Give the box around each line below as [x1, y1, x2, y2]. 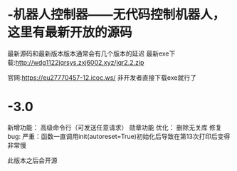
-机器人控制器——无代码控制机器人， [7, 6, 226, 23]
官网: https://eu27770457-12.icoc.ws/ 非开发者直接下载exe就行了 [7, 73, 197, 82]
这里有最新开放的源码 [7, 24, 133, 41]
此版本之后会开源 [7, 156, 58, 165]
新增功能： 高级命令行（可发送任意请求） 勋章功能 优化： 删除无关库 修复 [7, 123, 222, 132]
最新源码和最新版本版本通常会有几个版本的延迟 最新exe [7, 49, 169, 58]
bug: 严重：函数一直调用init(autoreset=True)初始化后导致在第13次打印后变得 [7, 132, 231, 140]
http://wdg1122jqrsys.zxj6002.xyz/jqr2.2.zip [15, 58, 144, 66]
